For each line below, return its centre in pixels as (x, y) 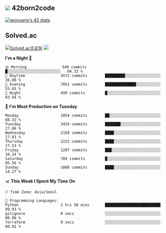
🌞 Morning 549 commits (46, 67)
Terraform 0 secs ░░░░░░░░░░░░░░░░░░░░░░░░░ (83, 222)
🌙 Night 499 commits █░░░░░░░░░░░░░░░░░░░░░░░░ (83, 93)
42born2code (33, 8)
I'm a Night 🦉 (19, 58)
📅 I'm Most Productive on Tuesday (41, 106)
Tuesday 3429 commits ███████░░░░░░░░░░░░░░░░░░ (83, 124)
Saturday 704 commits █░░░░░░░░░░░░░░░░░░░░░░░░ (83, 158)
